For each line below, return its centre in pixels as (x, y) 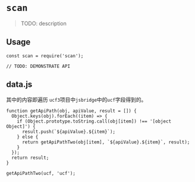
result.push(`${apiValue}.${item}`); (69, 131)
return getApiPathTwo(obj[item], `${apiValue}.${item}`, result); (106, 142)
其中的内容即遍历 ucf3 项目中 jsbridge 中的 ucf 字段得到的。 (76, 99)
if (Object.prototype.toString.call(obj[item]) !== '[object (94, 121)
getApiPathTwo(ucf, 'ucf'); (41, 173)
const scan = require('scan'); (45, 56)
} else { (28, 137)
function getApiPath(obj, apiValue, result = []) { (71, 111)
